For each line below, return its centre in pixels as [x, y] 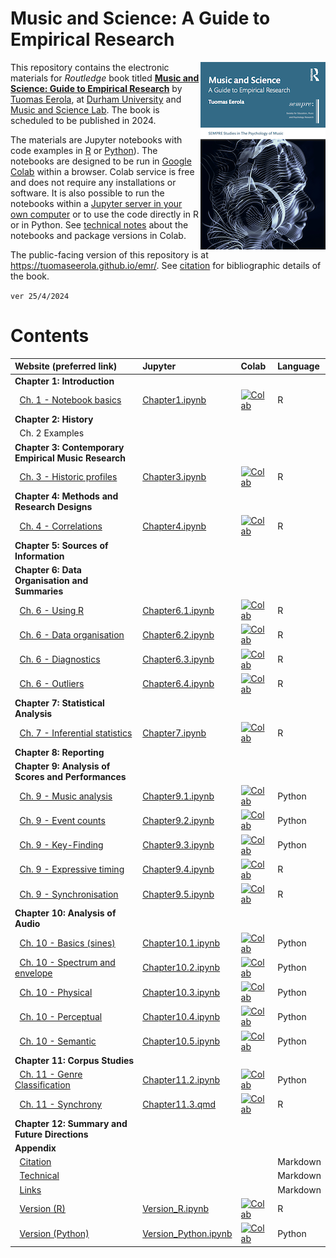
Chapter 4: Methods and [66, 496]
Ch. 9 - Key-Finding [61, 845]
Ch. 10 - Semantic [58, 1041]
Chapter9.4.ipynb [178, 869]
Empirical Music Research [70, 458]
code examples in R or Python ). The [84, 150]
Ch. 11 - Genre [51, 1074]
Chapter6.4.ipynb [178, 684]
